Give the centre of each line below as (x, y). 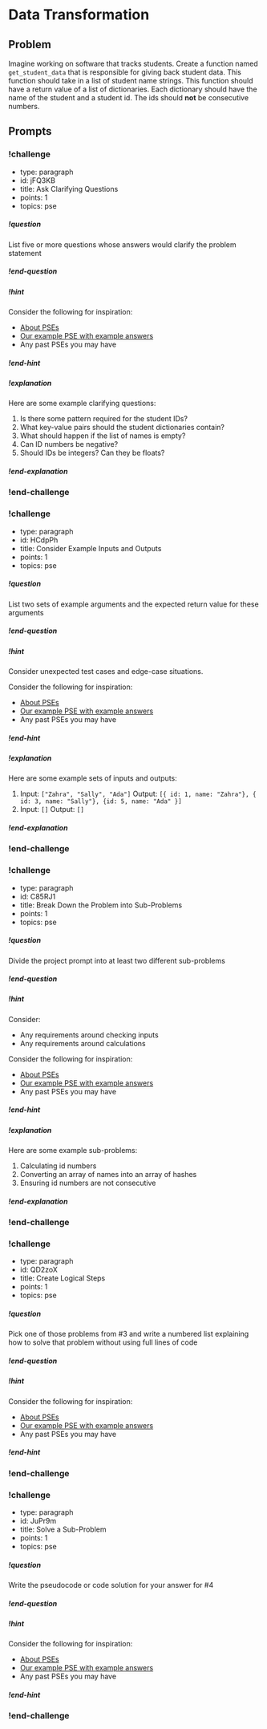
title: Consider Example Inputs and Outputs (91, 548)
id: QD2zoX (39, 1270)
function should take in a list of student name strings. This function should (131, 81)
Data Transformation (79, 15)
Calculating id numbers (58, 1166)
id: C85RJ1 (38, 896)
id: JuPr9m (38, 1521)
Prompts (30, 131)
